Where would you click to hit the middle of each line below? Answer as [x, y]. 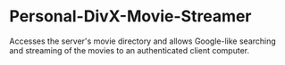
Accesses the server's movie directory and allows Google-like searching [143, 41]
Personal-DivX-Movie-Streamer [130, 16]
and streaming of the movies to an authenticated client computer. [130, 50]
